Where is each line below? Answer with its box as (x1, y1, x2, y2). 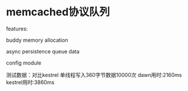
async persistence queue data (6, 48, 80, 55)
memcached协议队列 (6, 5, 110, 19)
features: (6, 25, 28, 32)
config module (6, 59, 41, 66)
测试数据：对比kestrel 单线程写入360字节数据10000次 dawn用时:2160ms (6, 71, 182, 78)
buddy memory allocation (6, 36, 68, 43)
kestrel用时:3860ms (6, 79, 55, 86)
